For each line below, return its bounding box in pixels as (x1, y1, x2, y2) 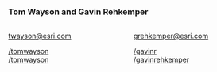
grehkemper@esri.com (134, 31, 209, 41)
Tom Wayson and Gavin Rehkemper (8, 6, 149, 17)
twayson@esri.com (8, 31, 72, 41)
